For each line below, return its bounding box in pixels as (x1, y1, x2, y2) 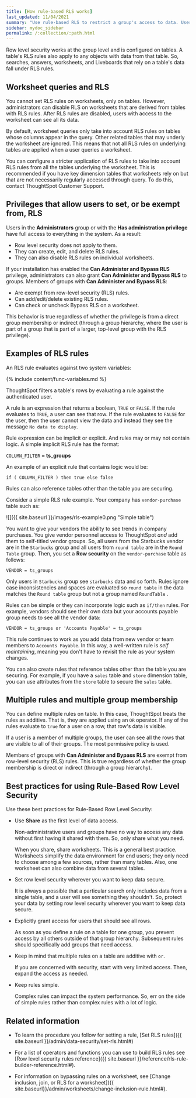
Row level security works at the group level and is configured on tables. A (6, 46, 183, 53)
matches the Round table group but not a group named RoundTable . (6, 590, 169, 597)
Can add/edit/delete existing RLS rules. (14, 295, 109, 302)
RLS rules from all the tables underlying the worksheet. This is (6, 163, 155, 170)
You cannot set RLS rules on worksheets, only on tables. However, (6, 97, 166, 104)
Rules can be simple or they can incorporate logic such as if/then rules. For (6, 601, 190, 609)
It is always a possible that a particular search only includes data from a (14, 887, 187, 894)
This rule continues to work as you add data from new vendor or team (6, 636, 174, 643)
